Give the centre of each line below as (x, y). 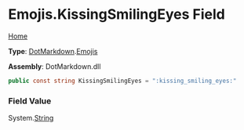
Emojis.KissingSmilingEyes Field (117, 14)
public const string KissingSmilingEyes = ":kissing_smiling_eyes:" (122, 81)
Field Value (30, 101)
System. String (31, 118)
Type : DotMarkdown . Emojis (53, 51)
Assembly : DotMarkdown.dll (55, 66)
